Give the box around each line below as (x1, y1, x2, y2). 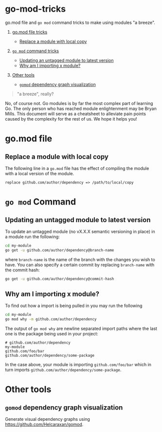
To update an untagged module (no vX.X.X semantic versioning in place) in (5, 228, 155, 234)
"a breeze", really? (17, 91, 54, 97)
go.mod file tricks (12, 29, 48, 35)
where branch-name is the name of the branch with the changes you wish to (5, 256, 156, 262)
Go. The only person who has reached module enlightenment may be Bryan (5, 105, 157, 111)
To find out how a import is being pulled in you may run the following (5, 303, 143, 309)
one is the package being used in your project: (5, 331, 98, 337)
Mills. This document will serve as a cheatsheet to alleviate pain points (5, 111, 146, 117)
